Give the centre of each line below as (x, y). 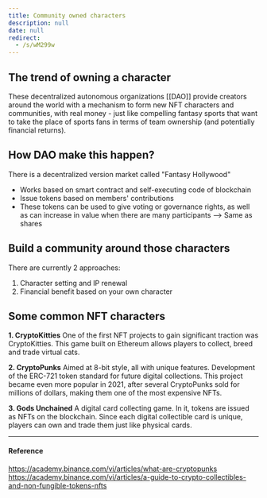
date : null (26, 30)
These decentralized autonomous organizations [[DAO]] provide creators (128, 96)
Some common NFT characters (87, 316)
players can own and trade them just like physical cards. (100, 425)
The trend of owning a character (89, 77)
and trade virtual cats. (44, 352)
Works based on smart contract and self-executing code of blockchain (135, 189)
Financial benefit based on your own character (96, 291)
